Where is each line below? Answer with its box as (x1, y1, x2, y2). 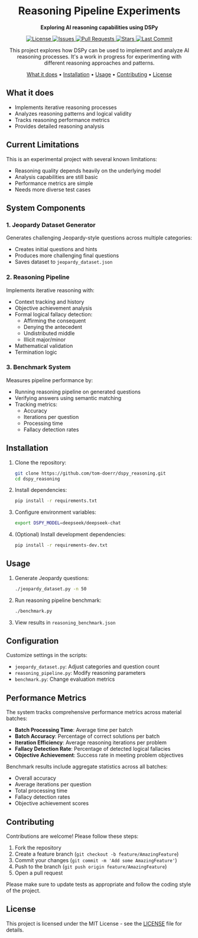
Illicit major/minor (23, 336, 66, 343)
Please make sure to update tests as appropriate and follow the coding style (6, 881, 191, 888)
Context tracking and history (14, 298, 85, 305)
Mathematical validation (14, 342, 73, 349)
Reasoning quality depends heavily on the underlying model (14, 167, 161, 174)
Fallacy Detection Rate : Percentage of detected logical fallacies (14, 745, 171, 753)
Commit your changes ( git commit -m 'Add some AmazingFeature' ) (14, 857, 177, 864)
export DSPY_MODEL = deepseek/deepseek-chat (14, 520, 121, 526)
